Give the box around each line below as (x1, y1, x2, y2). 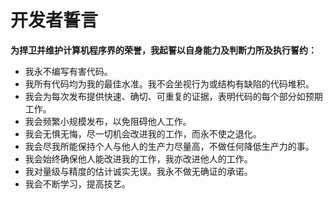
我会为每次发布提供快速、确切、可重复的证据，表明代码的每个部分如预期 (24, 90, 323, 102)
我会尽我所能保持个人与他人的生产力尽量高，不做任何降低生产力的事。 (24, 140, 315, 152)
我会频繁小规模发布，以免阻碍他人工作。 (24, 115, 192, 127)
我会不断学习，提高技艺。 (24, 177, 131, 190)
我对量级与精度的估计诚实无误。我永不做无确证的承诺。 (24, 165, 253, 177)
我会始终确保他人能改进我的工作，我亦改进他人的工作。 (24, 152, 253, 165)
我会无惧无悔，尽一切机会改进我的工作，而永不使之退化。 (24, 127, 262, 140)
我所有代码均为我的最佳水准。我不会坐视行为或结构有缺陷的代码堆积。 (24, 77, 315, 90)
